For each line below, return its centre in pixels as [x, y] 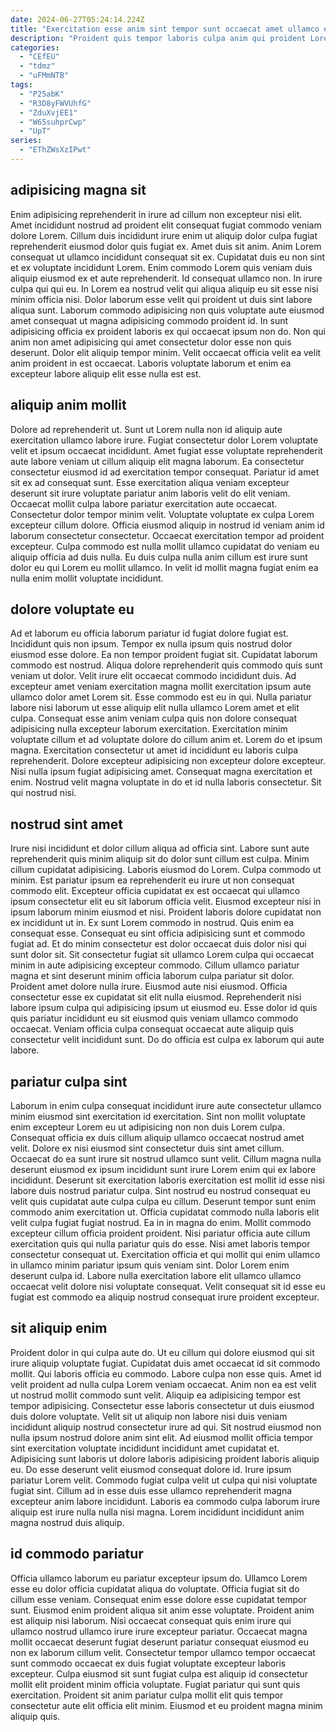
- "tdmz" [37, 66]
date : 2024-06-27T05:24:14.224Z [77, 19]
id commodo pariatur [77, 1554]
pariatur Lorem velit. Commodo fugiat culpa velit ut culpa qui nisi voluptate [164, 1480]
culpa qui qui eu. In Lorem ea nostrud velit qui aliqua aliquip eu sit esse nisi [164, 288]
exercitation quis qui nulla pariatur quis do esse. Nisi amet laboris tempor [160, 1243]
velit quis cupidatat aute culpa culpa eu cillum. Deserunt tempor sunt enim [163, 1201]
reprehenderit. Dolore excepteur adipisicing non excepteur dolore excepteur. [168, 761]
